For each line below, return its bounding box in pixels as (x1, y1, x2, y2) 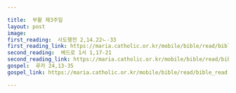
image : (7, 30, 27, 37)
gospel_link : (7, 68, 46, 76)
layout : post (7, 23, 46, 30)
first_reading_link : (7, 43, 68, 50)
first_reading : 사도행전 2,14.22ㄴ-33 (7, 36, 117, 43)
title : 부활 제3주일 (7, 16, 63, 23)
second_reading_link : (7, 56, 71, 63)
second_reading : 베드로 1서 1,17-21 (7, 49, 112, 56)
